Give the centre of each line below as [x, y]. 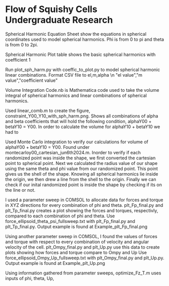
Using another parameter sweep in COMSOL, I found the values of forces [81, 236]
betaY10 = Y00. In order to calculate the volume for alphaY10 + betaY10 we [83, 127]
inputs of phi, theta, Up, [30, 278]
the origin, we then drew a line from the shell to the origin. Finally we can [81, 179]
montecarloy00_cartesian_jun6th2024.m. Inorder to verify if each [73, 152]
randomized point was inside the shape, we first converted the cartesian [80, 158]
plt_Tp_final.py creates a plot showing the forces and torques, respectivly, [82, 210]
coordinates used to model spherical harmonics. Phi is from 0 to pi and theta [85, 39]
